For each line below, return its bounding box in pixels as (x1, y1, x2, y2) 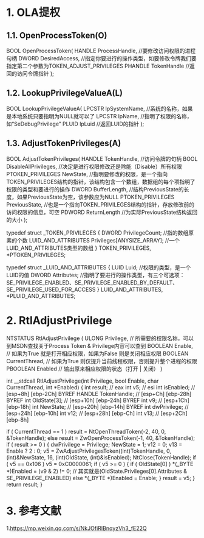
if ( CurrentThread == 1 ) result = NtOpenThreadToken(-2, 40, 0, (6, 428, 166, 435)
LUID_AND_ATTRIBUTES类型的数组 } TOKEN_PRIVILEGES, (6, 244, 152, 252)
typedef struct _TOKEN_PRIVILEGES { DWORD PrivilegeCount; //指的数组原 (6, 229, 194, 236)
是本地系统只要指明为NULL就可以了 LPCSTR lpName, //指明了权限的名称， (6, 112, 192, 119)
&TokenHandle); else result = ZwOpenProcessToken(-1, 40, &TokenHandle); (6, 434, 195, 442)
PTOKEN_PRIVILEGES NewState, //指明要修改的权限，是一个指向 (6, 170, 168, 177)
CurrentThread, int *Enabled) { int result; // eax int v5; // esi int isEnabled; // (6, 383, 195, 391)
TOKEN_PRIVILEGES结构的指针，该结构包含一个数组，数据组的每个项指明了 (6, 178, 195, 185)
